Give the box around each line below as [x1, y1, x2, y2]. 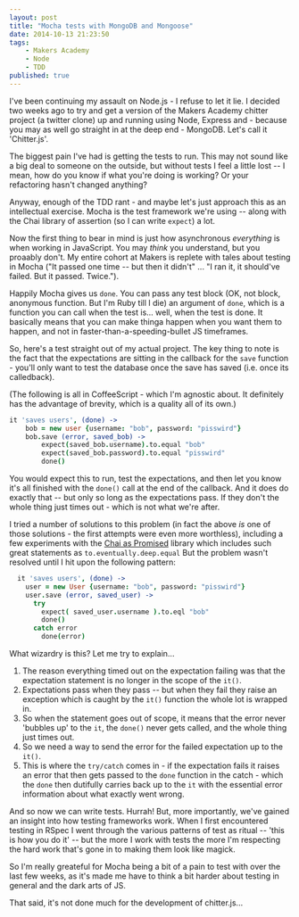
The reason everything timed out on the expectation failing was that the [21, 665, 286, 676]
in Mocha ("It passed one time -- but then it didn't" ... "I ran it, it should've [9, 260, 281, 272]
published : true [9, 71, 70, 80]
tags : [9, 37, 29, 47]
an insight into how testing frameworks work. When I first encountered [9, 815, 269, 826]
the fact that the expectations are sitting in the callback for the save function [9, 352, 289, 363]
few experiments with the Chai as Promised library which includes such [9, 538, 272, 549]
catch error [32, 624, 78, 633]
